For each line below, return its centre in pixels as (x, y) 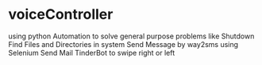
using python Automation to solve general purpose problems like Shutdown (131, 36)
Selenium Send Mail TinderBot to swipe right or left (92, 52)
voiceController (61, 14)
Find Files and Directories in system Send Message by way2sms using (123, 44)
